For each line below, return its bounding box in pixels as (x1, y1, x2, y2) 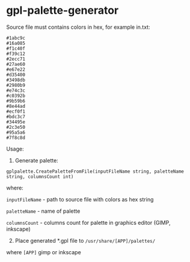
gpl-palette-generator (6, 4, 119, 17)
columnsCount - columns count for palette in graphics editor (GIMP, (6, 219, 171, 226)
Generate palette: (14, 156, 58, 164)
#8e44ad (6, 103, 26, 109)
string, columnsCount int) (6, 173, 74, 180)
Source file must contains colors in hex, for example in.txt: (6, 23, 150, 31)
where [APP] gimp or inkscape (6, 248, 81, 255)
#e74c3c (6, 88, 26, 94)
